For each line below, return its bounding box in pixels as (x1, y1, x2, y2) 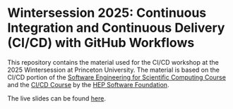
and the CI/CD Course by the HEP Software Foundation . (7, 80, 169, 89)
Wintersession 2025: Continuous (7, 5, 207, 21)
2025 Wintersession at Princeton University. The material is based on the (7, 65, 220, 74)
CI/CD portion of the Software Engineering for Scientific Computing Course (7, 72, 226, 82)
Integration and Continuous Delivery (7, 20, 225, 36)
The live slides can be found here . (7, 94, 106, 103)
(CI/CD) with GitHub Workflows (7, 35, 195, 51)
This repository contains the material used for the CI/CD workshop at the (7, 58, 219, 66)
